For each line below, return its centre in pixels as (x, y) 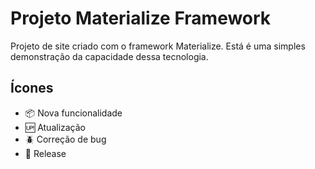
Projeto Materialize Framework (141, 18)
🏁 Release (45, 153)
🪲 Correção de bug (65, 139)
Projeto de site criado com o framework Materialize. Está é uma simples (158, 46)
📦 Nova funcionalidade (73, 113)
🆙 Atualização (55, 127)
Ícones (32, 88)
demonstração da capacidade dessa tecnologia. (109, 56)
